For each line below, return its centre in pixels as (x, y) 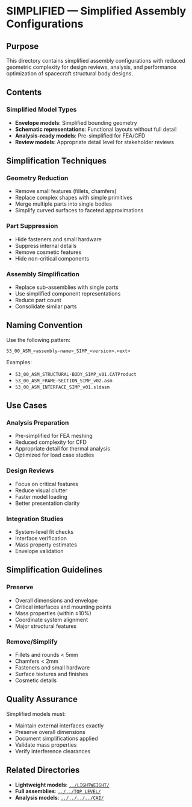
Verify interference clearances (53, 751)
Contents (24, 93)
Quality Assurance (42, 699)
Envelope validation (39, 551)
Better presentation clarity (47, 503)
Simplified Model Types (42, 110)
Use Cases (27, 406)
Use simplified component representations (68, 293)
